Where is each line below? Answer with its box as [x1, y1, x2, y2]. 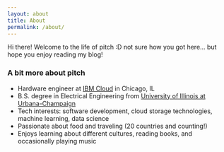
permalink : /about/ [7, 23, 65, 30]
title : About [7, 17, 46, 24]
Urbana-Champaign [17, 99, 76, 107]
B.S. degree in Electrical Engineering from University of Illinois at [17, 91, 206, 100]
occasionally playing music [17, 136, 97, 145]
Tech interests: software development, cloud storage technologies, [17, 107, 213, 115]
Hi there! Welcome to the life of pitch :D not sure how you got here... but [7, 43, 217, 52]
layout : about [7, 10, 49, 18]
